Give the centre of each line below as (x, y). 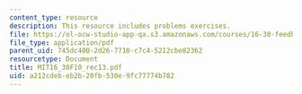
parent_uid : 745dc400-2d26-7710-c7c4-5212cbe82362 (106, 51)
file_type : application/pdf (62, 43)
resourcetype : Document (54, 59)
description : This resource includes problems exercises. (120, 26)
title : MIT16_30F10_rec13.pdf (66, 68)
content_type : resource (54, 17)
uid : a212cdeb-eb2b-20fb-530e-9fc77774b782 (92, 76)
